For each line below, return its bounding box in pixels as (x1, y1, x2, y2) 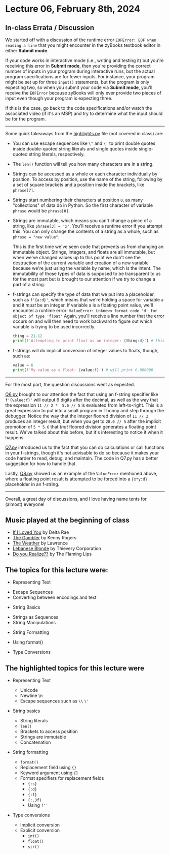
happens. (5, 434, 25, 440)
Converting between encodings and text (12, 594, 97, 600)
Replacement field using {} (20, 764, 77, 770)
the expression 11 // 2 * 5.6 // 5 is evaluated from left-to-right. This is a (5, 402, 163, 408)
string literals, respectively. (28, 151, 85, 157)
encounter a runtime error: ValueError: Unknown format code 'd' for (12, 308, 158, 313)
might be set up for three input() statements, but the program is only (5, 79, 150, 85)
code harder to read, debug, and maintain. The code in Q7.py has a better (5, 455, 158, 461)
